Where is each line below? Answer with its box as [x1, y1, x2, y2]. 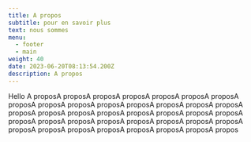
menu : [8, 33, 26, 42]
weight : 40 [8, 56, 44, 64]
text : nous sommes [8, 26, 69, 34]
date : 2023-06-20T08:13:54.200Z [8, 63, 114, 71]
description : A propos [8, 70, 83, 78]
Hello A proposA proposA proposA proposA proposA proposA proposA [8, 91, 239, 100]
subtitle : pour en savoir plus [8, 19, 111, 27]
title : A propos [8, 11, 62, 20]
